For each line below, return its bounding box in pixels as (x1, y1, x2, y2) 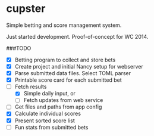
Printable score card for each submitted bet (14, 76, 122, 84)
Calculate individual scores (14, 110, 81, 118)
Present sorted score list (14, 117, 76, 124)
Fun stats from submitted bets (14, 123, 89, 131)
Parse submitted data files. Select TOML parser (14, 70, 131, 77)
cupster (6, 2, 46, 16)
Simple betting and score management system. (6, 21, 122, 29)
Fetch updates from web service (23, 97, 103, 104)
